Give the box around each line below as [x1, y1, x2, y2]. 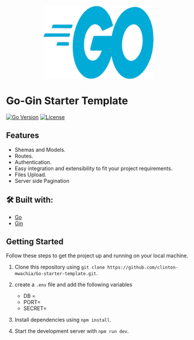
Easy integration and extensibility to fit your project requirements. [14, 165, 173, 172]
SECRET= [23, 305, 47, 312]
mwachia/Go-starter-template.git [14, 271, 97, 277]
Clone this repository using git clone [14, 264, 105, 271]
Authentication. [14, 158, 52, 165]
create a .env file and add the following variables [14, 281, 133, 288]
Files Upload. [14, 171, 47, 178]
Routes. [14, 152, 33, 159]
